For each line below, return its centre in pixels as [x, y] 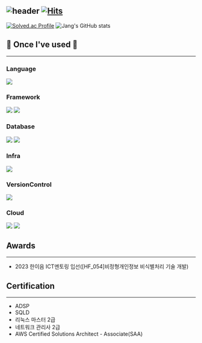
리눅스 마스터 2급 [35, 319]
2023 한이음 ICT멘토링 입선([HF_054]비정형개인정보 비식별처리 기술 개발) [102, 266]
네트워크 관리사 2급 [38, 327]
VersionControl [29, 184]
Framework [23, 97]
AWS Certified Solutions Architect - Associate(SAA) [79, 334]
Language [21, 69]
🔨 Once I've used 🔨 [42, 45]
